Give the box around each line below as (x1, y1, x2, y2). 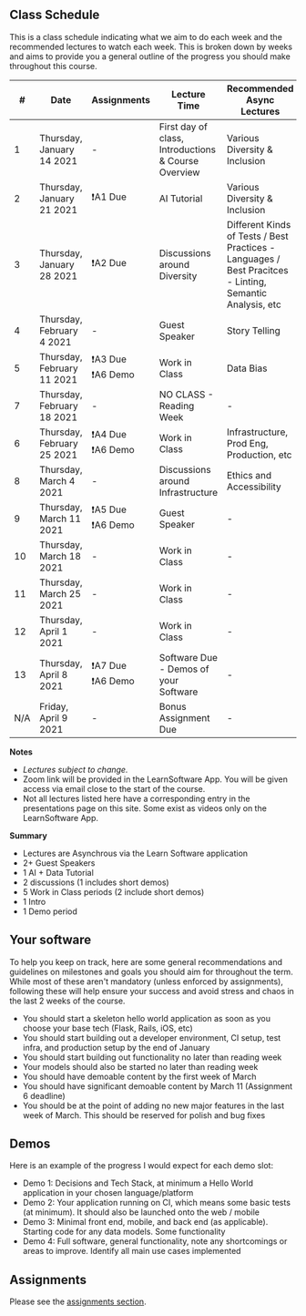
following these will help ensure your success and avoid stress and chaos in (9, 985, 294, 996)
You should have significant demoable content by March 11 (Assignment (22, 1080, 293, 1092)
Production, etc (226, 448, 292, 461)
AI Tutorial (158, 191, 203, 204)
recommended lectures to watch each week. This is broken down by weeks (9, 41, 293, 52)
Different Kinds (226, 218, 291, 231)
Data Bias (226, 362, 268, 375)
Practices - (226, 241, 276, 253)
